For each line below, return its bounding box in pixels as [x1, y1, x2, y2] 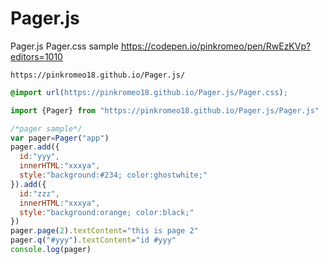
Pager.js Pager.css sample [10, 40, 120, 52]
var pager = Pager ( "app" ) [10, 133, 110, 143]
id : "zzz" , [19, 188, 60, 199]
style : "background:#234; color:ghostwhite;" [19, 170, 208, 181]
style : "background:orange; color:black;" [19, 207, 195, 217]
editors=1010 [10, 50, 63, 62]
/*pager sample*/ [10, 123, 83, 134]
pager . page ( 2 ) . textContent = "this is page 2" [10, 226, 199, 236]
